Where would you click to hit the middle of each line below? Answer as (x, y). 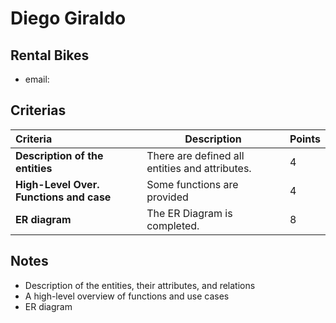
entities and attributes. (199, 168)
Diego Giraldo (68, 18)
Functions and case (63, 197)
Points (305, 139)
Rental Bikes (50, 55)
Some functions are (192, 184)
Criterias (38, 110)
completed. (173, 225)
